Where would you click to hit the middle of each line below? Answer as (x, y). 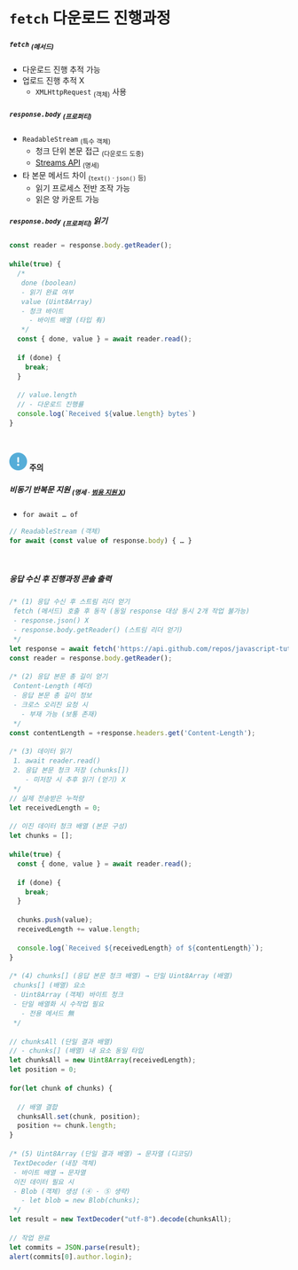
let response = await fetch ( (63, 648)
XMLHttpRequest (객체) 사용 (81, 92)
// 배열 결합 (37, 1107)
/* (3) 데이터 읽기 (40, 752)
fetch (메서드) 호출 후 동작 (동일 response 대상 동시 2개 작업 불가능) (131, 611)
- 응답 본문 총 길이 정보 (52, 696)
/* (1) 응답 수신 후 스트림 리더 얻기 (70, 602)
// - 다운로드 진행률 (51, 404)
